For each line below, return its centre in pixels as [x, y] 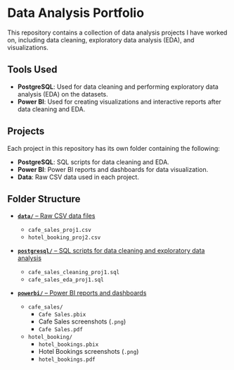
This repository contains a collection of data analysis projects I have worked [117, 32]
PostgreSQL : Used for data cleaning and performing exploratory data [118, 87]
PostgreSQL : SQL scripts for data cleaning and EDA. [93, 162]
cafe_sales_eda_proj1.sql [66, 280]
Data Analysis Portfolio [76, 13]
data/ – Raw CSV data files [56, 216]
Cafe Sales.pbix [62, 315]
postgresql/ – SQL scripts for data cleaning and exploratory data [111, 251]
